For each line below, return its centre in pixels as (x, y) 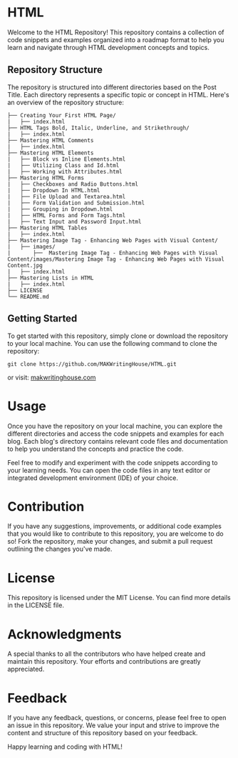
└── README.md (29, 296)
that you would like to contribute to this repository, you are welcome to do (115, 534)
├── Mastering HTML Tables (47, 228)
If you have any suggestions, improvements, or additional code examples (115, 527)
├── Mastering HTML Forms (46, 178)
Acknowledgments (65, 634)
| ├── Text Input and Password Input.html (74, 221)
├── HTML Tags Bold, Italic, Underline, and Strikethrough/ (99, 128)
